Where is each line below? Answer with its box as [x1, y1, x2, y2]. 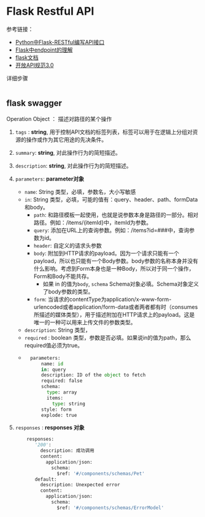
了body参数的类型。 [42, 287, 94, 295]
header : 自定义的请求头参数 [33, 241, 102, 249]
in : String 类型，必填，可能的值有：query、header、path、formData [24, 195, 198, 203]
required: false [41, 378, 83, 384]
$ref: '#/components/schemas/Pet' [56, 470, 145, 476]
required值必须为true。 [24, 341, 83, 349]
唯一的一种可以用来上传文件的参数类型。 [33, 318, 136, 326]
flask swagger [6, 98, 63, 109]
